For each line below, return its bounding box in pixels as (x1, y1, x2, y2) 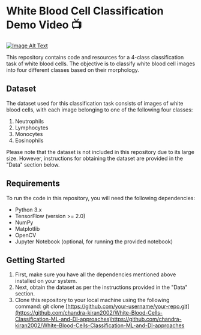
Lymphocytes (14, 124, 49, 131)
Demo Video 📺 (6, 18, 82, 32)
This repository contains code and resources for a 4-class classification (6, 53, 184, 61)
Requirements (6, 179, 60, 189)
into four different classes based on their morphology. (6, 66, 140, 73)
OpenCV (14, 231, 37, 239)
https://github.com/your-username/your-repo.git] (67, 303, 190, 310)
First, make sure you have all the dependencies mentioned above (14, 271, 176, 278)
